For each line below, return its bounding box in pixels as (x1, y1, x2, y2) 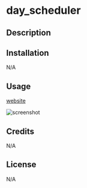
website (6, 97, 26, 105)
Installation (6, 47, 49, 58)
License (6, 160, 37, 170)
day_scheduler (6, 4, 81, 17)
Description (6, 28, 51, 38)
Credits (6, 126, 35, 136)
